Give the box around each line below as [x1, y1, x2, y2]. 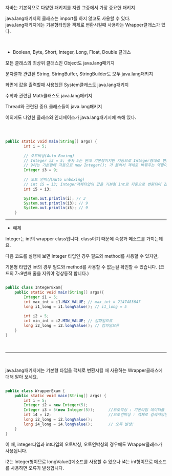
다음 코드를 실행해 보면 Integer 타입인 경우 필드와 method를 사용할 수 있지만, [5, 253, 159, 259]
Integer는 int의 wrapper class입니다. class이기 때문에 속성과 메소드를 [5, 236, 145, 242]
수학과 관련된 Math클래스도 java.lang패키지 [5, 93, 93, 98]
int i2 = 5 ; [24, 314, 50, 319]
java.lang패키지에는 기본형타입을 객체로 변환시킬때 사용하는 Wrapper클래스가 [5, 22, 160, 28]
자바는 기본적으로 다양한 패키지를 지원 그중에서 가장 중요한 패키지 [5, 5, 136, 10]
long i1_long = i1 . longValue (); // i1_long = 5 [24, 304, 127, 309]
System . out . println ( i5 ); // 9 [24, 205, 88, 211]
